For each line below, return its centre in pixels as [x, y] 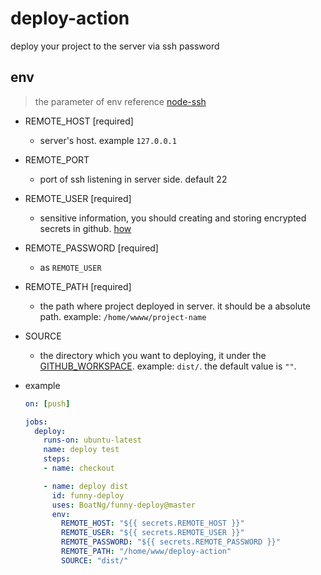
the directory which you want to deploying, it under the [153, 355]
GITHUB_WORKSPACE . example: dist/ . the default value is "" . [168, 366]
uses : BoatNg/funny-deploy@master [123, 505]
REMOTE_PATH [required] [78, 286]
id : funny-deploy [88, 495]
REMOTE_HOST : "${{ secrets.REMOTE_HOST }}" [153, 523]
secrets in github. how [85, 228]
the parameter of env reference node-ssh [120, 101]
